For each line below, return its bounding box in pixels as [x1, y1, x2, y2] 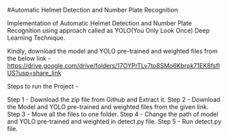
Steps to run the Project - [7, 82, 79, 90]
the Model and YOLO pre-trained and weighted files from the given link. [7, 103, 209, 111]
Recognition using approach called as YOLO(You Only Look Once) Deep [7, 27, 210, 34]
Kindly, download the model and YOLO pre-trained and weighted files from [7, 47, 218, 55]
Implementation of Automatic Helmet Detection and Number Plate [7, 19, 192, 27]
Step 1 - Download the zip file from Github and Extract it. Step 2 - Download [7, 95, 220, 104]
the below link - [7, 54, 51, 62]
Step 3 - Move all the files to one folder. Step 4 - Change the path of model [7, 110, 219, 118]
